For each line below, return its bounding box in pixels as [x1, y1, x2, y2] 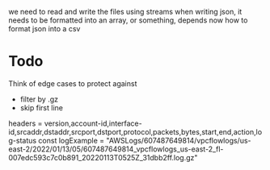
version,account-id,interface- [44, 118, 143, 128]
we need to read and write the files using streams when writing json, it [8, 7, 243, 16]
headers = [8, 118, 43, 128]
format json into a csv [8, 24, 81, 33]
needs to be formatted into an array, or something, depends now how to [8, 15, 248, 25]
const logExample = [38, 135, 105, 145]
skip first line [19, 102, 63, 112]
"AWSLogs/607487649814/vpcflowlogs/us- [106, 135, 252, 145]
